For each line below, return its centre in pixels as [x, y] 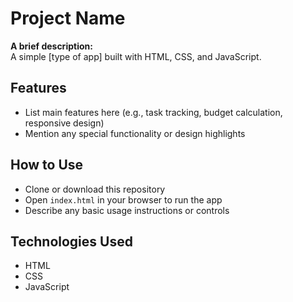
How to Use [47, 165]
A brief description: [51, 46]
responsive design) [64, 123]
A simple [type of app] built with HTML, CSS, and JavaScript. [136, 56]
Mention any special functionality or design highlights [135, 133]
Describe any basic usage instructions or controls [127, 210]
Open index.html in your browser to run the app [123, 199]
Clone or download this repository [95, 189]
